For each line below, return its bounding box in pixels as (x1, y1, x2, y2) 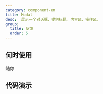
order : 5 (10, 31, 28, 36)
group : (5, 21, 19, 27)
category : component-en (5, 7, 56, 13)
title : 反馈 (10, 26, 34, 31)
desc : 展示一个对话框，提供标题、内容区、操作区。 (5, 17, 100, 22)
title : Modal (5, 12, 33, 17)
